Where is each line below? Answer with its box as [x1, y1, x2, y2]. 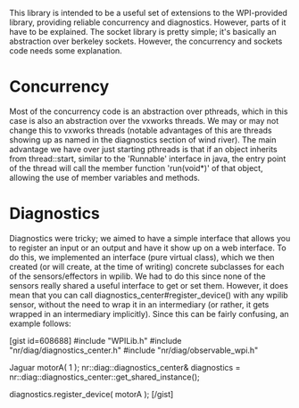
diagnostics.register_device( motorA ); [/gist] [9, 388, 174, 399]
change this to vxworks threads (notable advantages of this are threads [9, 125, 272, 135]
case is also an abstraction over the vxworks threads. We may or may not [9, 115, 279, 126]
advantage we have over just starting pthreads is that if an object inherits [9, 143, 278, 154]
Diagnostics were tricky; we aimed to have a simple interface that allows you [9, 233, 291, 243]
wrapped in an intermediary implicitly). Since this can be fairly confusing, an [9, 308, 289, 319]
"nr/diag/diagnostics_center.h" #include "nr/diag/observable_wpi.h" [9, 345, 259, 355]
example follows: [9, 318, 71, 329]
